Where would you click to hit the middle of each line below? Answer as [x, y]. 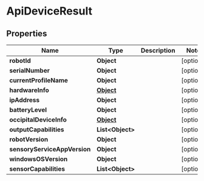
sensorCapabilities [37, 169]
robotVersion [29, 139]
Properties [27, 34]
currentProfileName [39, 80]
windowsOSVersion [39, 159]
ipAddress [25, 100]
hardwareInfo [29, 90]
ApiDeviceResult [49, 11]
